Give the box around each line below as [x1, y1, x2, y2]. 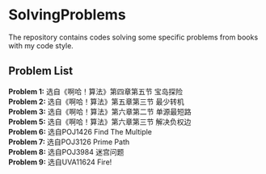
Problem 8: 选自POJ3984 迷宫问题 [8, 147, 125, 156]
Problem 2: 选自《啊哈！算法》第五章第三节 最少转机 [8, 97, 184, 106]
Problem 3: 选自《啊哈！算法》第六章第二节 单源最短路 [8, 106, 192, 116]
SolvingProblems [8, 6, 127, 24]
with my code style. [8, 40, 74, 50]
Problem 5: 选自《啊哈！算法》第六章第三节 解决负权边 [8, 117, 192, 126]
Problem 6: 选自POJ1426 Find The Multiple [8, 126, 152, 136]
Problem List [8, 64, 74, 78]
